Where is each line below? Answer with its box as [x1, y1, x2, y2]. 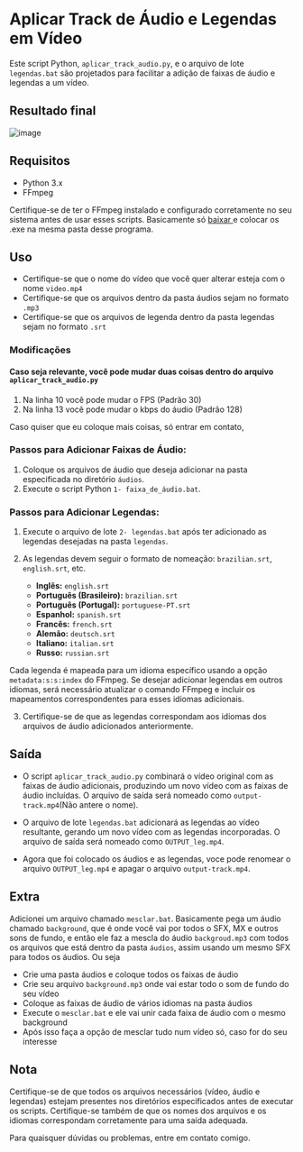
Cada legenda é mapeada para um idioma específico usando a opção [9, 665, 268, 676]
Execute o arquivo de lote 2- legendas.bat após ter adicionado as [22, 526, 268, 537]
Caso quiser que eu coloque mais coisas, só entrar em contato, [9, 421, 244, 432]
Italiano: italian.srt [35, 638, 115, 649]
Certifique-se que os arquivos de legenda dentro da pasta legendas [22, 312, 275, 323]
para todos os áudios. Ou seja [9, 951, 121, 962]
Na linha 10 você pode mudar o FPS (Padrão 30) [22, 394, 202, 405]
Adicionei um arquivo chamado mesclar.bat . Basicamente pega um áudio [9, 913, 281, 924]
